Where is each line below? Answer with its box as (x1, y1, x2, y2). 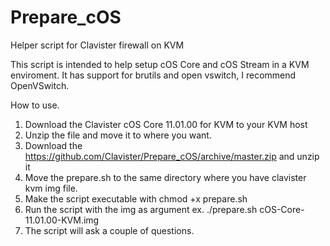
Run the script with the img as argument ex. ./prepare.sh (24, 203, 258, 215)
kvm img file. (24, 182, 78, 194)
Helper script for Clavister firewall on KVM (10, 39, 185, 51)
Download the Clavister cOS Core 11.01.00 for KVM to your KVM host (24, 118, 308, 130)
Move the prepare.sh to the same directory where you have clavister (24, 171, 307, 183)
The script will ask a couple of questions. (24, 224, 195, 236)
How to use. (10, 99, 60, 111)
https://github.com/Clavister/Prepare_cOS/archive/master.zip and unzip (24, 150, 320, 162)
